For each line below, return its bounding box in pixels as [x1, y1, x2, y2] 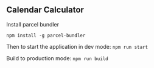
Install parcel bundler [6, 20, 60, 28]
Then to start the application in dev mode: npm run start [6, 43, 148, 50]
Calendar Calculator [6, 5, 84, 15]
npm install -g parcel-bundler [6, 32, 86, 39]
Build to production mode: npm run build [6, 54, 108, 62]
